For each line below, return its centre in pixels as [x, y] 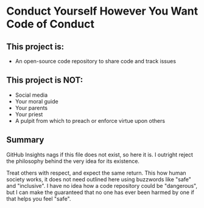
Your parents [31, 108]
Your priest [29, 114]
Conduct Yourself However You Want [102, 11]
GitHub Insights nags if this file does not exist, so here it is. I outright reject [100, 154]
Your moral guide [37, 101]
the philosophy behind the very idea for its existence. [73, 161]
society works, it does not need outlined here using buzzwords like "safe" [99, 179]
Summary [25, 140]
